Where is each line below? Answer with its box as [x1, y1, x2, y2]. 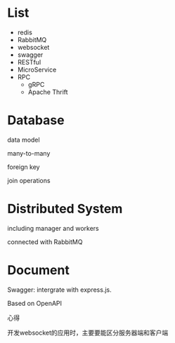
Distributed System [7, 201, 123, 217]
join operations [7, 176, 51, 184]
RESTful [17, 58, 41, 66]
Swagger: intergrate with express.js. [7, 285, 112, 294]
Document [7, 262, 70, 278]
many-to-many [7, 149, 51, 157]
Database [7, 112, 65, 128]
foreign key [7, 163, 40, 171]
